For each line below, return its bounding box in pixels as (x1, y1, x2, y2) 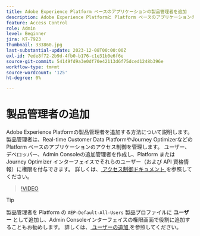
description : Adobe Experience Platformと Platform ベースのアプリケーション (6, 14, 192, 20)
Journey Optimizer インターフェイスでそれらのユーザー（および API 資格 (6, 158, 184, 165)
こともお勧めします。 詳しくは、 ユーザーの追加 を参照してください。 (11, 224, 182, 231)
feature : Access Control (6, 20, 68, 26)
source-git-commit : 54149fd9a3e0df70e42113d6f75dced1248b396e (6, 58, 164, 64)
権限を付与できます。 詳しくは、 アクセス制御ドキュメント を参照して (21, 166, 192, 173)
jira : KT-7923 (6, 36, 42, 42)
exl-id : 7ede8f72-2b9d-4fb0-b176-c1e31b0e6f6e (6, 53, 124, 59)
